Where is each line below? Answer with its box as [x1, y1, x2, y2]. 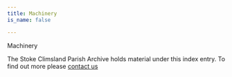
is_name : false [7, 16, 51, 23]
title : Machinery [7, 10, 57, 17]
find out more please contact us [7, 62, 98, 70]
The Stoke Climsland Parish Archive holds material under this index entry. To [7, 54, 226, 63]
